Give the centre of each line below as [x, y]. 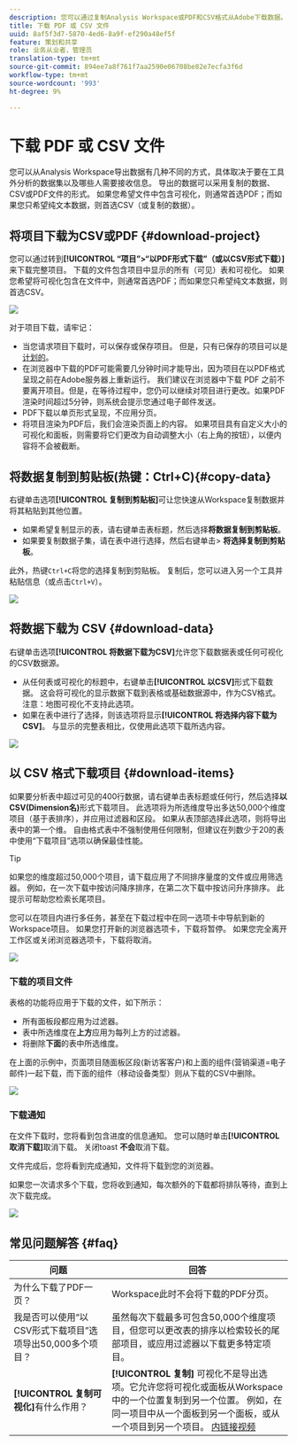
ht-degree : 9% [35, 91]
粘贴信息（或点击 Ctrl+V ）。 [58, 582]
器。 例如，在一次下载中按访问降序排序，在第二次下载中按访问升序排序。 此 [147, 888]
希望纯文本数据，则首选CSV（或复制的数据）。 [116, 206]
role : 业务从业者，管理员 [51, 50]
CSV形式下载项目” [52, 1331]
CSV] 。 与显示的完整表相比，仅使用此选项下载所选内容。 [126, 726]
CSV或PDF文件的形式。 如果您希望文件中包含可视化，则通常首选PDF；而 [142, 194]
